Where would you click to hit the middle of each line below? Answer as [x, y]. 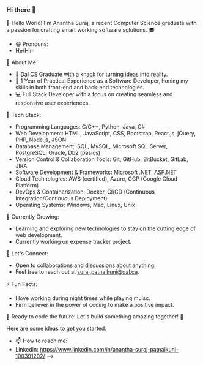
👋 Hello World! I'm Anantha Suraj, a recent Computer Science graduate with [102, 23]
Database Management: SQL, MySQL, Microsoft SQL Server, [91, 146]
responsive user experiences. [53, 103]
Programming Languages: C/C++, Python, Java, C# [80, 127]
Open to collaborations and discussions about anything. [85, 265]
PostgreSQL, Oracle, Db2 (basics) [58, 153]
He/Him [25, 51]
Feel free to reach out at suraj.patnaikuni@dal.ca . [77, 272]
